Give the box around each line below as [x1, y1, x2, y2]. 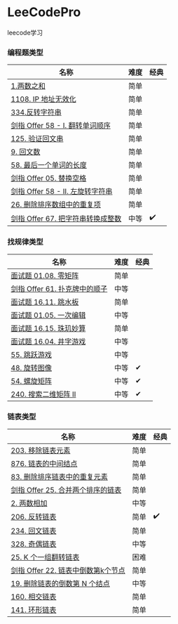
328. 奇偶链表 [11, 539, 57, 549]
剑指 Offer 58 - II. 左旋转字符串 [11, 187, 113, 197]
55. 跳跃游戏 [11, 349, 53, 359]
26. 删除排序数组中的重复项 [11, 200, 102, 209]
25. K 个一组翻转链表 [11, 552, 80, 562]
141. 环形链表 [11, 605, 57, 615]
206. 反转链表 [11, 512, 57, 522]
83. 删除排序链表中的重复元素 [11, 472, 109, 481]
